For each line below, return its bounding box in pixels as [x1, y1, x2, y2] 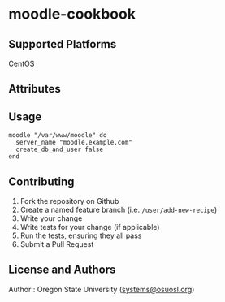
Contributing [8, 175, 75, 188]
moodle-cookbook [8, 5, 136, 24]
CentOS [8, 58, 35, 68]
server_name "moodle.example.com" [15, 139, 132, 147]
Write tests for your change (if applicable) [19, 222, 160, 232]
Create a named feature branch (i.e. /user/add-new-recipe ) [19, 205, 218, 215]
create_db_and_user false [15, 145, 104, 154]
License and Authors [8, 263, 116, 277]
